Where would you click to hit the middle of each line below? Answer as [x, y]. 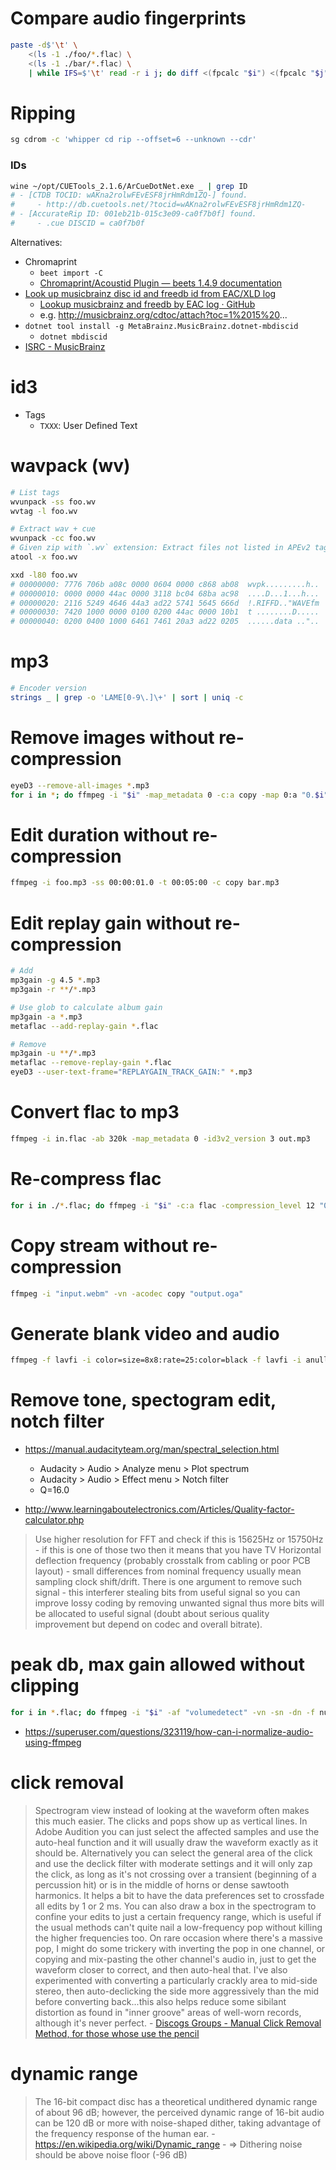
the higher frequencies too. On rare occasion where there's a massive [178, 1938]
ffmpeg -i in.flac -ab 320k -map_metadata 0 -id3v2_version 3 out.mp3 [160, 1138]
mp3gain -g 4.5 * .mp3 [55, 980]
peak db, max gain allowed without [158, 1664]
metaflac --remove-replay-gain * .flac [91, 1063]
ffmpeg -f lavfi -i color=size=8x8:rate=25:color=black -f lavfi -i [156, 1360]
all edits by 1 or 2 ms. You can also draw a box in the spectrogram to [175, 1906]
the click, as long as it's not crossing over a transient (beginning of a [175, 1874]
